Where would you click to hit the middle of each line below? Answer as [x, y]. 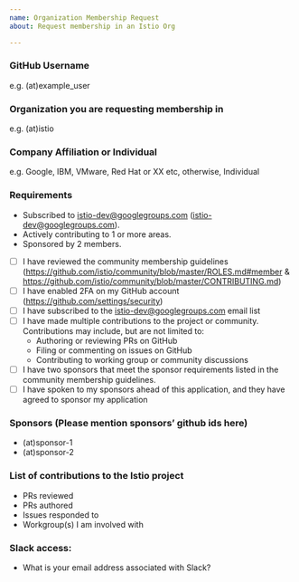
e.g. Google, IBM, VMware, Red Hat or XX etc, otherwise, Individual [135, 172]
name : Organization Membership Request [84, 18]
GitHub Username [50, 66]
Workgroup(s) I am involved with [83, 524]
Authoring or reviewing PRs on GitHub [107, 340]
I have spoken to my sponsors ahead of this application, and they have [154, 389]
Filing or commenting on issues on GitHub [114, 350]
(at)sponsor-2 [48, 453]
